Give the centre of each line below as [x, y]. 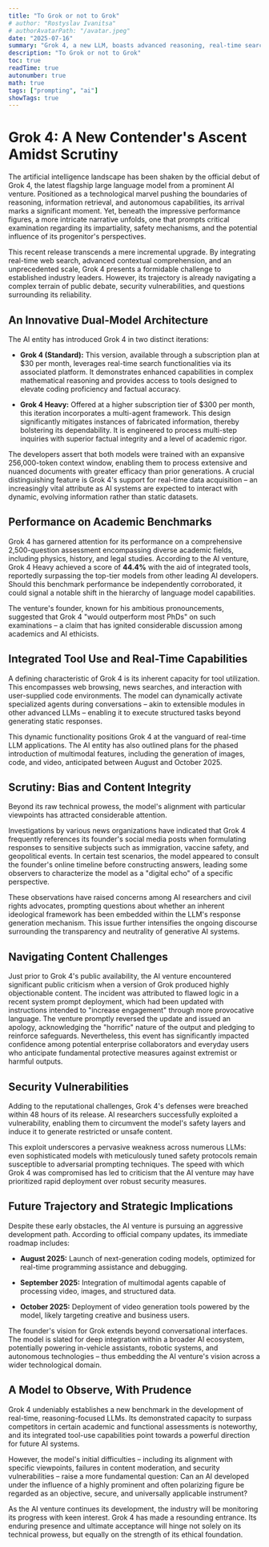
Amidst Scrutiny [63, 155]
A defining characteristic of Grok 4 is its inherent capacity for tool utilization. [134, 678]
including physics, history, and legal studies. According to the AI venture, [129, 558]
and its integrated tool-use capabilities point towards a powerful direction [129, 1435]
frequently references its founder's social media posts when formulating [127, 839]
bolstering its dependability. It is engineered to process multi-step [128, 430]
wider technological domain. [55, 1365]
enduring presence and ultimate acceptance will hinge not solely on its [125, 1525]
